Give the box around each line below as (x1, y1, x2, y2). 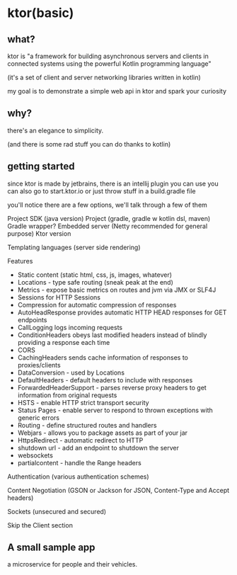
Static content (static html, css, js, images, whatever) (17, 271, 172, 279)
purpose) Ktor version (7, 229, 71, 238)
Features (7, 256, 33, 265)
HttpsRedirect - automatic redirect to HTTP (17, 435, 144, 444)
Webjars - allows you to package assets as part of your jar (17, 428, 188, 437)
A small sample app (7, 542, 96, 554)
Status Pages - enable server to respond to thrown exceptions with (17, 406, 214, 414)
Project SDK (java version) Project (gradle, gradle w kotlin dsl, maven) (7, 214, 211, 222)
